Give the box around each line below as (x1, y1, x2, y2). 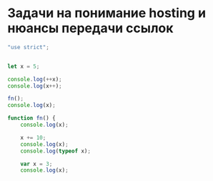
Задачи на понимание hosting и (7, 5, 206, 21)
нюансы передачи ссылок (7, 20, 174, 36)
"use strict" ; (7, 43, 50, 51)
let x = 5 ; (7, 63, 40, 70)
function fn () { (7, 115, 56, 122)
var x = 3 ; (20, 160, 53, 167)
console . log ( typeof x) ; (20, 148, 91, 155)
